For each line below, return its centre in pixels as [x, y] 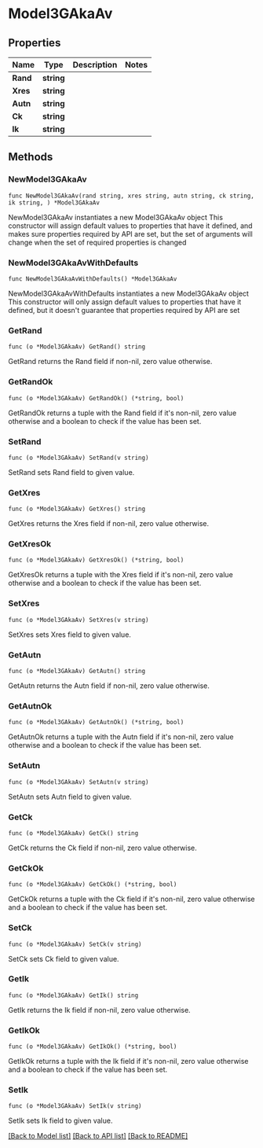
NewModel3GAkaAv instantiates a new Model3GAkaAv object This [116, 217]
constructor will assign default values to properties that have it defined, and [130, 226]
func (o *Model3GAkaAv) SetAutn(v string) [79, 782]
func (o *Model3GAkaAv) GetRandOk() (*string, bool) [96, 398]
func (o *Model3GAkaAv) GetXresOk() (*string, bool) [96, 560]
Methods [31, 157]
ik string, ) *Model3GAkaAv [54, 202]
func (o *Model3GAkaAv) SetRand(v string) [79, 458]
